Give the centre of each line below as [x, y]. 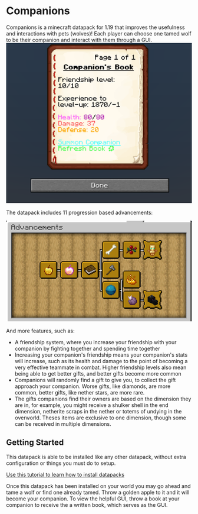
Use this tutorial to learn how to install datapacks [65, 474]
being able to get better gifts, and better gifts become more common [98, 373]
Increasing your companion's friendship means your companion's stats [101, 355]
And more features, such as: [40, 331]
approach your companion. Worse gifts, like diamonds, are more [93, 386]
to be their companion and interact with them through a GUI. [79, 40]
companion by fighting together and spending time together [87, 348]
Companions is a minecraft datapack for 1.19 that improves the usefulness [95, 27]
